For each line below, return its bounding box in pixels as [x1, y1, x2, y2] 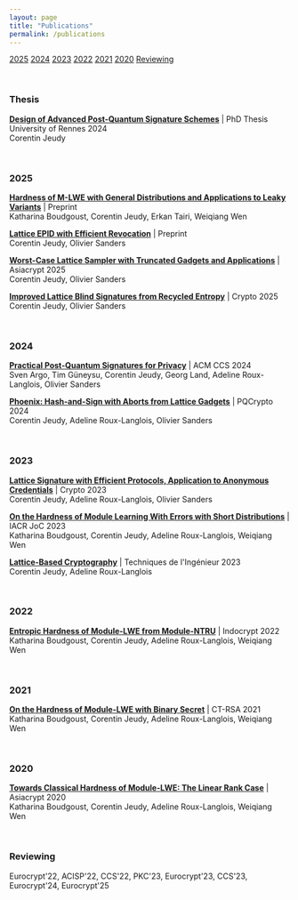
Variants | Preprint [9, 201, 77, 212]
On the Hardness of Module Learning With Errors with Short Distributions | [9, 510, 291, 521]
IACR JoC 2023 [9, 520, 67, 531]
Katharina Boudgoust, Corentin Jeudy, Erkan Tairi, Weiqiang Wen [9, 211, 247, 221]
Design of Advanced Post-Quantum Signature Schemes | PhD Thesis [9, 113, 269, 125]
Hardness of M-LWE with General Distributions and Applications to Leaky [9, 192, 286, 203]
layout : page [9, 12, 58, 22]
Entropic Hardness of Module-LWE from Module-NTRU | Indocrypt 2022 [9, 625, 280, 636]
